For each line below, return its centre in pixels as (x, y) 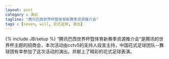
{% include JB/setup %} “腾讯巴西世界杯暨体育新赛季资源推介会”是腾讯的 (82, 39)
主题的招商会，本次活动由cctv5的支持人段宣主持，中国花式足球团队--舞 (89, 45)
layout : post (19, 10)
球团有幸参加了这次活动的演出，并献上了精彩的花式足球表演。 (70, 51)
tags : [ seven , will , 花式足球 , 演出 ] (44, 24)
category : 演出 (22, 15)
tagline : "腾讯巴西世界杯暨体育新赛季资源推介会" (52, 19)
